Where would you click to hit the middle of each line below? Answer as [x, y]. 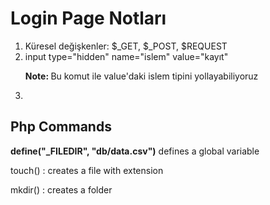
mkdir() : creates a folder [61, 189]
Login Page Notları [88, 18]
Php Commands [61, 127]
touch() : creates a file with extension [87, 170]
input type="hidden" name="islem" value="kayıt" [126, 56]
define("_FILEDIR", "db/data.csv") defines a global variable [135, 151]
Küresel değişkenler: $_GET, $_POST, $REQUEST [126, 46]
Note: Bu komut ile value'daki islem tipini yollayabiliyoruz [141, 76]
